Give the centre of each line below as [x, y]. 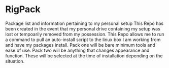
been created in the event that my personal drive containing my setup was [83, 28]
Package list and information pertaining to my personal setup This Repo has [84, 23]
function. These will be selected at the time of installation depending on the [84, 56]
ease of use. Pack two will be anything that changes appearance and [77, 50]
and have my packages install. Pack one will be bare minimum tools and [80, 45]
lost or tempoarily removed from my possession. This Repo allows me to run [85, 34]
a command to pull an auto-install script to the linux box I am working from [83, 40]
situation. [15, 61]
